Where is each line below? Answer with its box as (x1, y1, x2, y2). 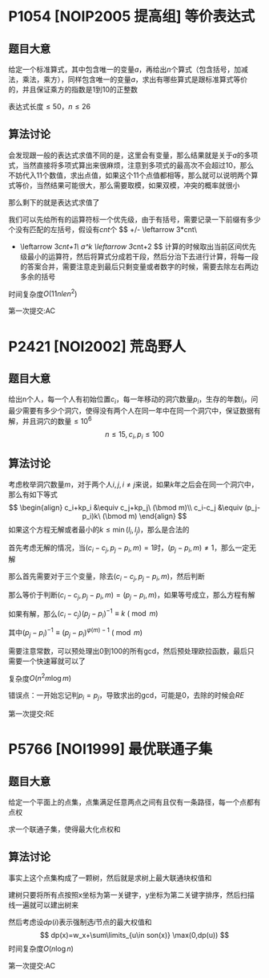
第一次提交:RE (8, 709, 54, 719)
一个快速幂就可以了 (22, 656, 86, 666)
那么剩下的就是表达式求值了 (8, 198, 100, 207)
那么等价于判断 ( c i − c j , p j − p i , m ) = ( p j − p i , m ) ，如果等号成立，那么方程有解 (8, 589, 255, 601)
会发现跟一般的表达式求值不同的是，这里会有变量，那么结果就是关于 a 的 (8, 150, 244, 160)
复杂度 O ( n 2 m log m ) (8, 672, 72, 683)
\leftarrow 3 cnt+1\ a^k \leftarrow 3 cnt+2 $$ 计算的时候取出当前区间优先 (19, 242, 256, 251)
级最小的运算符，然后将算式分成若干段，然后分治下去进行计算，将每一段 (19, 251, 259, 261)
